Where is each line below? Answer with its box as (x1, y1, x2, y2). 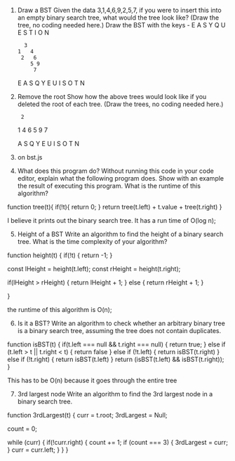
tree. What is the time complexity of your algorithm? (17, 238, 168, 245)
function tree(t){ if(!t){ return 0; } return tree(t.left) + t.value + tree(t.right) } (7, 203, 222, 211)
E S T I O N (17, 28, 49, 37)
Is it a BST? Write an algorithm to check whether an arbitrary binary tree (17, 319, 226, 327)
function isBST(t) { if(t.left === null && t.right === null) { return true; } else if (7, 340, 226, 349)
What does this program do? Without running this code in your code (17, 167, 214, 175)
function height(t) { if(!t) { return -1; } (7, 251, 113, 259)
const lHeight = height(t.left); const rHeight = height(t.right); (7, 265, 181, 273)
